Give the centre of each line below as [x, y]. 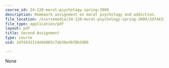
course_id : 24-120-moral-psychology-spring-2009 [57, 10]
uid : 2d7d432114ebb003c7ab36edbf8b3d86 [47, 42]
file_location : [21, 19]
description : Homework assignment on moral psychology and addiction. [81, 14]
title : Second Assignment [32, 33]
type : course [19, 38]
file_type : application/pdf [35, 24]
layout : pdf [18, 28]
